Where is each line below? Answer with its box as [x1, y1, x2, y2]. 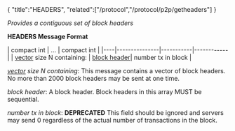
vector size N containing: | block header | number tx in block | [15, 54, 192, 61]
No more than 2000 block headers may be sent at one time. [7, 75, 180, 82]
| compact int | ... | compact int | [7, 46, 100, 54]
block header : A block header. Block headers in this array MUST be [7, 88, 202, 95]
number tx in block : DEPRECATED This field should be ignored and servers [7, 109, 224, 116]
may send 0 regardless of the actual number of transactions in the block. [7, 116, 217, 124]
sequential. [7, 95, 40, 103]
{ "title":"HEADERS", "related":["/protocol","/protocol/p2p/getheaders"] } [7, 6, 217, 13]
